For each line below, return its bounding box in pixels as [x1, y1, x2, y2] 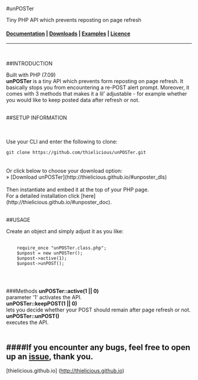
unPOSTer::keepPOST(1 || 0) [6, 300, 78, 307]
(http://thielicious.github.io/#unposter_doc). [6, 199, 112, 206]
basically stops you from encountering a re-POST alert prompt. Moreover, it [6, 84, 190, 91]
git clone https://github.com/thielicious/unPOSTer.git [6, 150, 146, 156]
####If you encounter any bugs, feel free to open [6, 342, 190, 352]
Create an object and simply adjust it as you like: [6, 228, 124, 235]
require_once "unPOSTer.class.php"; [16, 245, 107, 251]
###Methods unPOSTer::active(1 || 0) [6, 287, 99, 294]
